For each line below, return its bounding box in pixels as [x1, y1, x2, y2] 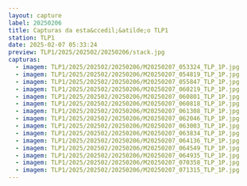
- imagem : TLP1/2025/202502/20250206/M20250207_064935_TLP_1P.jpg [15, 151, 240, 159]
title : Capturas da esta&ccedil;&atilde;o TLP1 [8, 26, 169, 34]
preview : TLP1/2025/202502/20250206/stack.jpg [8, 48, 165, 56]
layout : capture [8, 11, 62, 20]
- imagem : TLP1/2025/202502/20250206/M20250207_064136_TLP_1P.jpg [15, 136, 240, 145]
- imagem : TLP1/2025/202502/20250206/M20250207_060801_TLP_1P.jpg [15, 93, 240, 101]
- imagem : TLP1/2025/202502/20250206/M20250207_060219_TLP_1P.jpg [15, 85, 240, 93]
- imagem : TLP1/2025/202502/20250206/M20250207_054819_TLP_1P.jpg [15, 70, 240, 78]
